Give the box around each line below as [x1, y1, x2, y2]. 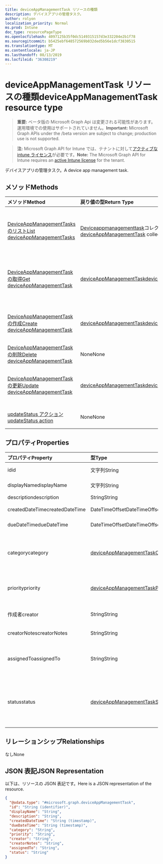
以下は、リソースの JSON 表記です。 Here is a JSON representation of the [5, 781, 152, 787]
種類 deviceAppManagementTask [22, 92, 158, 103]
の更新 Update [7, 382, 39, 389]
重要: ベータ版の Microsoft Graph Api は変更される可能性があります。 [16, 119, 156, 125]
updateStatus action [7, 417, 53, 424]
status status [7, 698, 35, 705]
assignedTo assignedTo [7, 655, 61, 662]
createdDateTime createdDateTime [7, 506, 86, 513]
